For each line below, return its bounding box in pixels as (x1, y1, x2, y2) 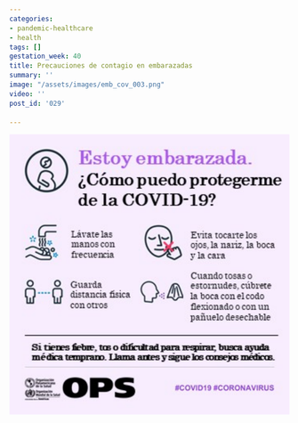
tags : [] (9, 43, 42, 52)
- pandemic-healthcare (9, 23, 93, 33)
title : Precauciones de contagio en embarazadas (9, 61, 193, 70)
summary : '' (9, 71, 53, 80)
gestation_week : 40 (9, 52, 82, 61)
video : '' (9, 89, 46, 98)
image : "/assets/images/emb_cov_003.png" (9, 80, 165, 89)
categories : (9, 14, 53, 23)
